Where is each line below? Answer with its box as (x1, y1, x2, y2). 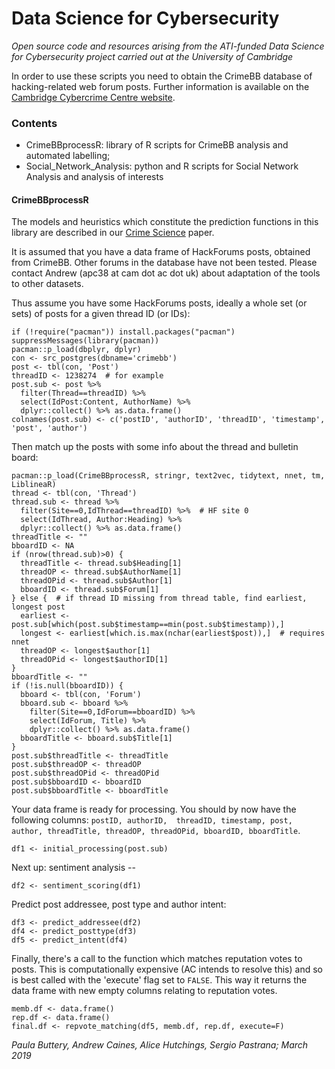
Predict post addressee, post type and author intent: (11, 898, 227, 911)
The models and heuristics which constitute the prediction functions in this (11, 216, 319, 228)
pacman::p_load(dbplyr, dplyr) (11, 345, 142, 355)
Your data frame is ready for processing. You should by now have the (11, 803, 297, 816)
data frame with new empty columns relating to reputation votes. (11, 985, 278, 997)
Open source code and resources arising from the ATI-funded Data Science (11, 40, 325, 52)
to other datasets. (11, 278, 84, 290)
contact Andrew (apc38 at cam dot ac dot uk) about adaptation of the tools (11, 267, 321, 279)
